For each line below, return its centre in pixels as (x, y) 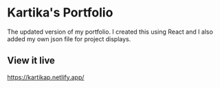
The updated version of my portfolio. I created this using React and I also (110, 32)
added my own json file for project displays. (69, 38)
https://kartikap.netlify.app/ (46, 77)
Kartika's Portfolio (60, 13)
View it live (31, 61)
